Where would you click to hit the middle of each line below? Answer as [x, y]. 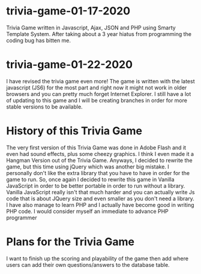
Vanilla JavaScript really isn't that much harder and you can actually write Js [100, 192]
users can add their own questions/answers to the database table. [88, 264]
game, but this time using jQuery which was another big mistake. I [88, 167]
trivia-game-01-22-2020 [70, 65]
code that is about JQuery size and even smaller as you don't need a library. [100, 198]
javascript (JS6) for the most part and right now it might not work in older [97, 88]
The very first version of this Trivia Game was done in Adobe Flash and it [96, 147]
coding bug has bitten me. [38, 40]
